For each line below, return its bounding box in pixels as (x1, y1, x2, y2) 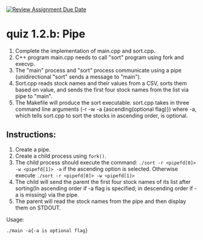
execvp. (15, 60, 35, 67)
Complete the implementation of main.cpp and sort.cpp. (15, 47, 156, 54)
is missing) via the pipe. (19, 191, 79, 198)
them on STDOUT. (15, 204, 61, 211)
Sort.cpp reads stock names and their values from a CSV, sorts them (15, 79, 187, 86)
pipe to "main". (15, 92, 53, 100)
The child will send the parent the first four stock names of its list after (15, 178, 191, 185)
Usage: (6, 216, 24, 223)
